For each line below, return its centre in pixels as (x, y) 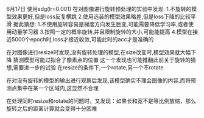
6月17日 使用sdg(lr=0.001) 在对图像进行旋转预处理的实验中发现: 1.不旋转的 (99, 9)
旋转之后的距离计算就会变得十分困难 (52, 109)
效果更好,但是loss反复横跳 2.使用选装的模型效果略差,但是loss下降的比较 (101, 16)
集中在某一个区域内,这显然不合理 (58, 88)
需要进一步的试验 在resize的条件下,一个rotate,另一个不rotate (88, 68)
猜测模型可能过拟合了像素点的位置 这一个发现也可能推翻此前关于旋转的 (102, 60)
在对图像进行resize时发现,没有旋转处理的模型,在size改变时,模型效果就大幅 (99, 52)
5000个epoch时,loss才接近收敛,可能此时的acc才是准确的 (83, 39)
